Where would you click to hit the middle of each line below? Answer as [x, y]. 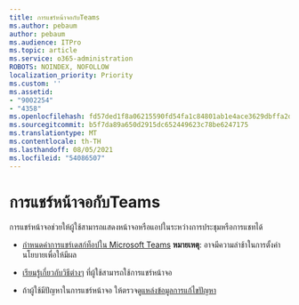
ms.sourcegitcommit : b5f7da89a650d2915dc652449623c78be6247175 [129, 125]
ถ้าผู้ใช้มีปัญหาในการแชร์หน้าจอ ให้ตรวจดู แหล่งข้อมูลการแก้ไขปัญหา [119, 291]
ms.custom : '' [36, 84]
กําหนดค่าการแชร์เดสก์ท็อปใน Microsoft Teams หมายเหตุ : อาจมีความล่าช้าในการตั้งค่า [151, 245]
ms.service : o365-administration [71, 59]
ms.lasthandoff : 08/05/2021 [61, 149]
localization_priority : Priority [71, 76]
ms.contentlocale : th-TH [55, 141]
